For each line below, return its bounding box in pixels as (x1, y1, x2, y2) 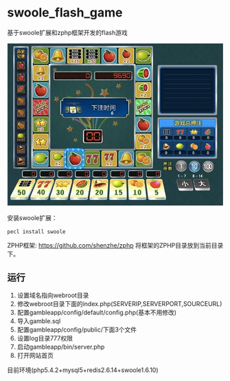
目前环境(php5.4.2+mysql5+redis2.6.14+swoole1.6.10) (7, 366, 159, 374)
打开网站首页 (16, 351, 54, 360)
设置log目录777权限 (16, 334, 73, 342)
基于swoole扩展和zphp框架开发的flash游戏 (7, 28, 128, 36)
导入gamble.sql (16, 317, 61, 325)
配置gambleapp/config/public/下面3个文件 (16, 325, 137, 334)
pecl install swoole (7, 228, 67, 235)
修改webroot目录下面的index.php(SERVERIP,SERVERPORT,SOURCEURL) (16, 300, 222, 308)
